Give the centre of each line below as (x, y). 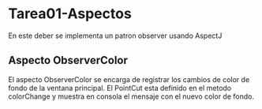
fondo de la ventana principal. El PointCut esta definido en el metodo (120, 88)
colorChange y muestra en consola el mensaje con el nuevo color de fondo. (131, 96)
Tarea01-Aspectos (70, 14)
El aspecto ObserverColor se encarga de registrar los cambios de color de (129, 79)
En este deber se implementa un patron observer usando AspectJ (115, 36)
